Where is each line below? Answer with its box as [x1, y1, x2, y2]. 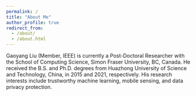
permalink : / [6, 8, 38, 15]
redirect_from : [6, 25, 44, 31]
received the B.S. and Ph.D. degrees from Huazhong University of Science [6, 65, 187, 71]
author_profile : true [6, 19, 60, 25]
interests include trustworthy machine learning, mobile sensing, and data [6, 77, 184, 84]
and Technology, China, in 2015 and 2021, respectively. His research [6, 71, 172, 78]
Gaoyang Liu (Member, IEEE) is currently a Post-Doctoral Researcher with [6, 52, 185, 59]
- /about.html [11, 36, 46, 42]
